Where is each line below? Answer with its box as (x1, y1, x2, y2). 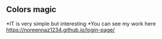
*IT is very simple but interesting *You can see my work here (6, 20, 156, 27)
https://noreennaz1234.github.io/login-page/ (6, 26, 115, 33)
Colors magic (6, 5, 56, 15)
